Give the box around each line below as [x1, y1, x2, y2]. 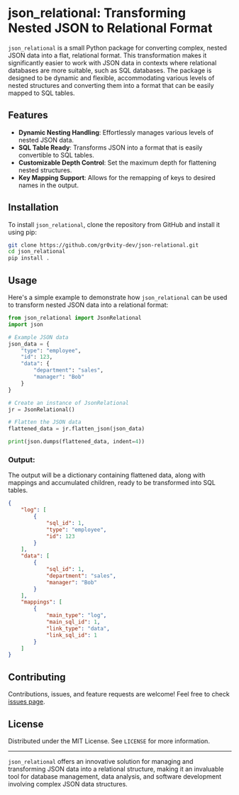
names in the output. [18, 181, 79, 189]
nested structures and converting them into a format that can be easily [8, 81, 215, 89]
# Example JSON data [8, 333, 70, 341]
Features [8, 109, 48, 121]
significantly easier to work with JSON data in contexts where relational [8, 58, 217, 67]
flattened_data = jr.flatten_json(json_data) [8, 426, 145, 433]
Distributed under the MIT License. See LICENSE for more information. [8, 736, 210, 745]
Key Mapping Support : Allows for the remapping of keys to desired [18, 173, 216, 182]
